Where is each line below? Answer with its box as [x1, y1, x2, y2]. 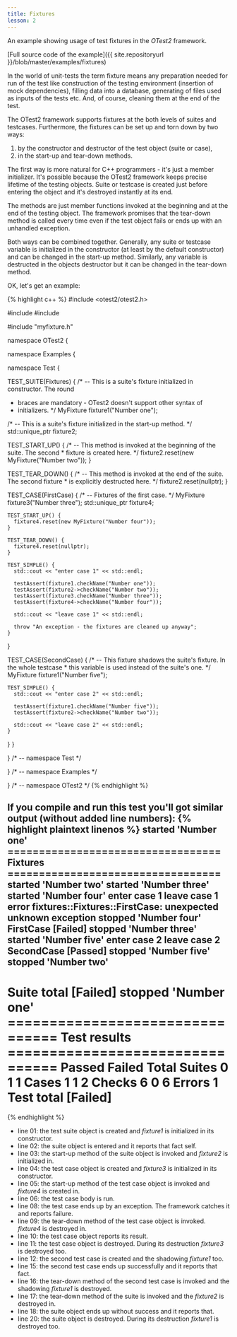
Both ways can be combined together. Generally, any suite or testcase [7, 238, 212, 246]
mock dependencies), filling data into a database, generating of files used [7, 86, 222, 95]
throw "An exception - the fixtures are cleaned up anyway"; [13, 623, 197, 630]
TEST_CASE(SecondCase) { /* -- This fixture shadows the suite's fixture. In [7, 655, 226, 664]
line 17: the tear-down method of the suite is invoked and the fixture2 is [17, 1292, 224, 1300]
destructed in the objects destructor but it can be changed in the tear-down [7, 259, 227, 269]
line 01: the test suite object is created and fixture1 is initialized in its [17, 1126, 214, 1135]
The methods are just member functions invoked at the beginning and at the [7, 201, 229, 209]
